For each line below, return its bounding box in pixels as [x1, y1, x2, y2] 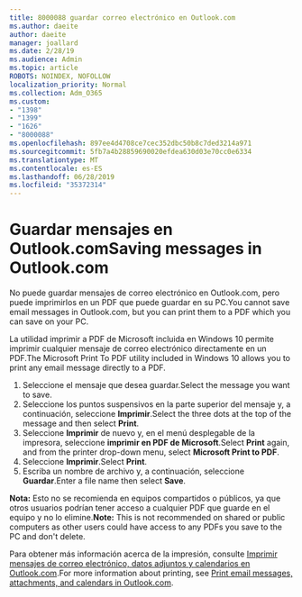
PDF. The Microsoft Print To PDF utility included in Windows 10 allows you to [9, 353, 291, 364]
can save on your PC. [9, 316, 89, 327]
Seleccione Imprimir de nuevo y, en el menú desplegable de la [22, 428, 255, 439]
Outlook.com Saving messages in [9, 239, 262, 259]
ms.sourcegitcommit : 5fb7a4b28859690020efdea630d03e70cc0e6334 [9, 147, 252, 156]
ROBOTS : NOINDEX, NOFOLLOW [9, 72, 111, 81]
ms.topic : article [9, 64, 78, 73]
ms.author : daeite [9, 22, 78, 31]
